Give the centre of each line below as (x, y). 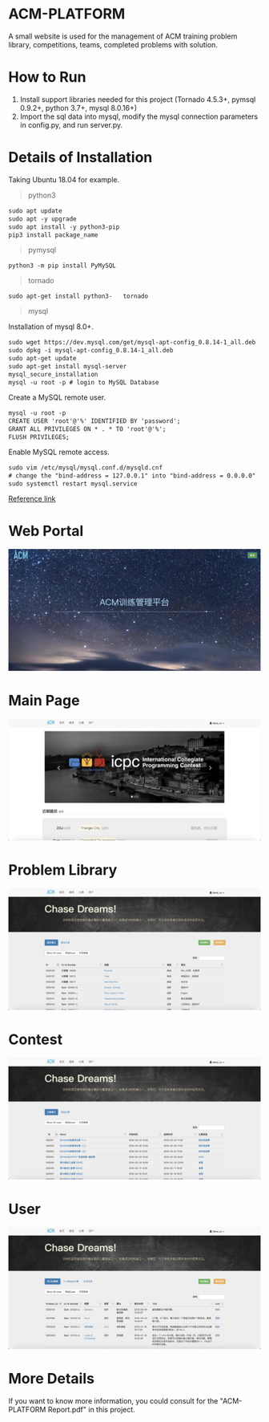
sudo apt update (35, 211)
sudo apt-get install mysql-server (68, 366)
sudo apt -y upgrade (43, 219)
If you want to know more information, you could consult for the (113, 1400)
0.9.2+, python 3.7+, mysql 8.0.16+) (78, 108)
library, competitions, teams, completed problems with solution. (113, 44)
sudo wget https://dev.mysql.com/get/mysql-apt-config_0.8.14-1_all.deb (132, 342)
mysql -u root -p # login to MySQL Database (84, 382)
